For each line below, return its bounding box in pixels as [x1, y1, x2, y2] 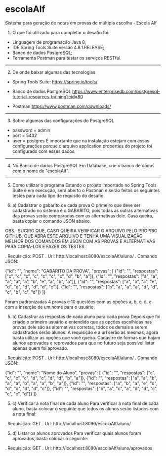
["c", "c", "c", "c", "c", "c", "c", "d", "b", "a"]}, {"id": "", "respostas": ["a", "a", [5, 273, 158, 279]
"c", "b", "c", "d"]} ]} [5, 289, 46, 295]
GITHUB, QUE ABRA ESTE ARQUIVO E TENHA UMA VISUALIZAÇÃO [5, 233, 143, 239]
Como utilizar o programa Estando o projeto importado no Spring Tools [12, 182, 157, 188]
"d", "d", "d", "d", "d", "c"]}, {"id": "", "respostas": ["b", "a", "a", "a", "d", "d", [5, 284, 158, 290]
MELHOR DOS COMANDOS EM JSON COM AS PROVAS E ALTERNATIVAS [5, 238, 156, 244]
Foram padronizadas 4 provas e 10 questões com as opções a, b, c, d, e [5, 299, 152, 305]
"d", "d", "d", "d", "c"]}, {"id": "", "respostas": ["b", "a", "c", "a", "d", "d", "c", [5, 386, 158, 391]
